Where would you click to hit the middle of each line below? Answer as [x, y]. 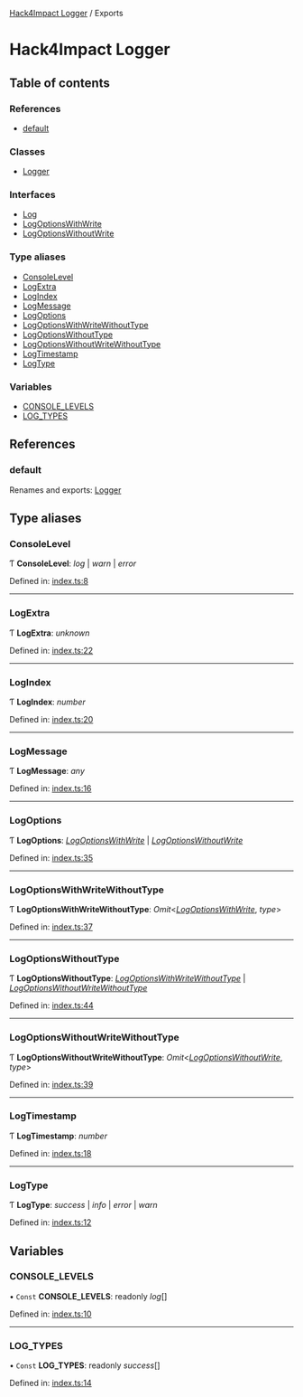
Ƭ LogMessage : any [47, 771]
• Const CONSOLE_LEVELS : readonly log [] [88, 1296]
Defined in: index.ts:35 [51, 857]
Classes [28, 151]
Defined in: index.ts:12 [50, 1222]
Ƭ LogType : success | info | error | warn [83, 1205]
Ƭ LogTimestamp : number [59, 1136]
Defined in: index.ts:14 [50, 1383]
